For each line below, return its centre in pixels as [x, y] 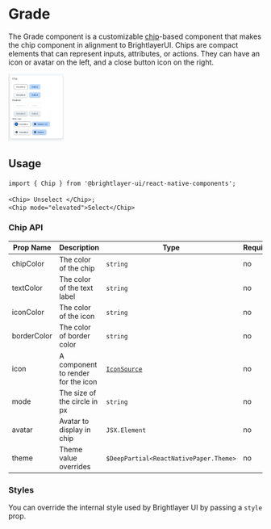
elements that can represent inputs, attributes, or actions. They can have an [134, 53]
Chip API [26, 228]
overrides [75, 467]
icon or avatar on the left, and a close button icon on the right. [111, 62]
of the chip [77, 268]
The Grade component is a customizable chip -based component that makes [135, 36]
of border [75, 336]
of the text [76, 288]
